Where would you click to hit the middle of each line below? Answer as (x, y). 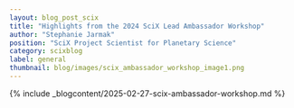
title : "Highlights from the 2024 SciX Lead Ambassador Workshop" (137, 26)
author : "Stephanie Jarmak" (62, 34)
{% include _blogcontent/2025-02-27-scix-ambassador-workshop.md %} (147, 93)
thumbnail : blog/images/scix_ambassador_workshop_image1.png (127, 68)
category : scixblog (46, 51)
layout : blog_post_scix (54, 18)
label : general (38, 59)
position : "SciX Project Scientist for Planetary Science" (123, 43)
